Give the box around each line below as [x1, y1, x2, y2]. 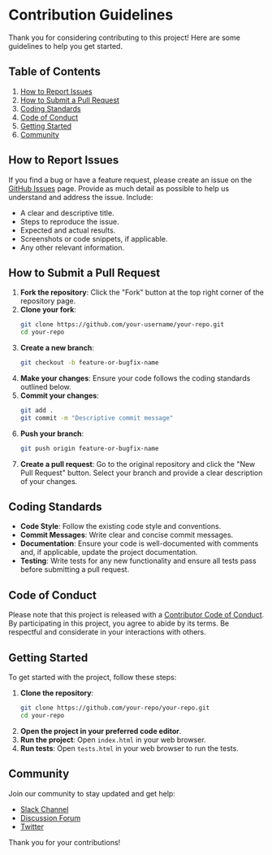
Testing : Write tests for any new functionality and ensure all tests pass [19, 556, 257, 566]
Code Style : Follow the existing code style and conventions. [19, 521, 222, 531]
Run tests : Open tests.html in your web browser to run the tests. [19, 743, 240, 753]
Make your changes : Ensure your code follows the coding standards [19, 373, 251, 383]
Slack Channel [19, 804, 69, 814]
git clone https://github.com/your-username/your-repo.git [19, 321, 225, 329]
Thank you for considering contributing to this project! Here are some [8, 33, 241, 42]
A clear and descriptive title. [19, 207, 115, 217]
